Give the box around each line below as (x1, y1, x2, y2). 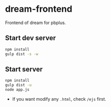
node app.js (5, 87, 29, 92)
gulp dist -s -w (5, 52, 38, 56)
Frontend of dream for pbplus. (5, 20, 66, 26)
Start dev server (5, 34, 56, 42)
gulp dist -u (5, 82, 32, 88)
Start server (5, 65, 43, 73)
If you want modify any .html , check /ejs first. (12, 96, 107, 102)
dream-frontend (5, 3, 73, 15)
